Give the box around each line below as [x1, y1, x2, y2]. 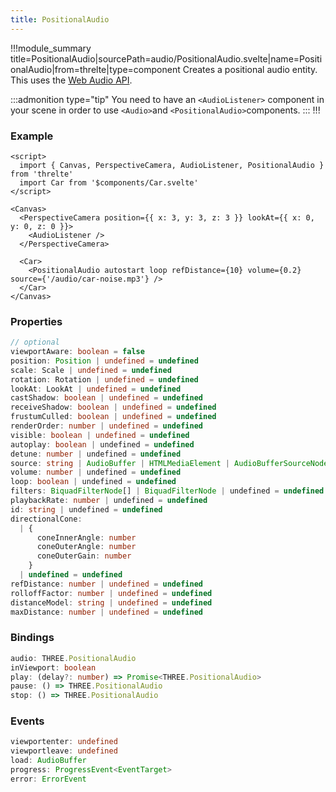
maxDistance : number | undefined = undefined [10, 607, 203, 617]
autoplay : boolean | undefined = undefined [10, 439, 195, 450]
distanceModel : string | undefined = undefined [10, 597, 213, 608]
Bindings [10, 631, 55, 645]
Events [10, 714, 45, 728]
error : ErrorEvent [10, 774, 87, 784]
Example [10, 129, 54, 143]
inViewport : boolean [10, 662, 97, 673]
